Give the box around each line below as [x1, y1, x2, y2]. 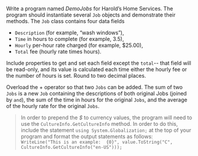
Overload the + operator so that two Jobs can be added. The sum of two [6, 84, 183, 91]
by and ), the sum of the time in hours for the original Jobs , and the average [6, 96, 187, 103]
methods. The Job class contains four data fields [6, 18, 125, 24]
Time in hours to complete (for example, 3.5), [14, 36, 124, 42]
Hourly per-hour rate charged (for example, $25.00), [14, 42, 143, 49]
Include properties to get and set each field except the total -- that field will [6, 59, 191, 66]
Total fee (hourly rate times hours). [14, 48, 102, 55]
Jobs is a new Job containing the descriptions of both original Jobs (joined [6, 90, 187, 97]
